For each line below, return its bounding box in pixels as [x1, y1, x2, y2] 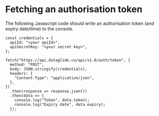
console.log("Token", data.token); [14, 97, 90, 102]
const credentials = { [5, 35, 53, 41]
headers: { [10, 71, 33, 76]
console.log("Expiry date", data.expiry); [14, 102, 106, 107]
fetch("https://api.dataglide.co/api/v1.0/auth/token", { [5, 57, 131, 63]
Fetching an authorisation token [5, 4, 143, 15]
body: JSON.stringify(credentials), [10, 66, 87, 71]
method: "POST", [10, 62, 44, 67]
